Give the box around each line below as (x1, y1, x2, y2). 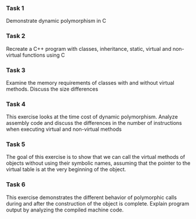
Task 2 (6, 32, 26, 40)
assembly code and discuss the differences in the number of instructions (6, 120, 183, 127)
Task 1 (6, 4, 25, 12)
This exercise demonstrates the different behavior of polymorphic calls (6, 194, 177, 201)
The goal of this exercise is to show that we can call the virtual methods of (6, 154, 185, 161)
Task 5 (6, 140, 25, 148)
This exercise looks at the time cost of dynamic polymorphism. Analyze (6, 113, 178, 120)
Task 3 (6, 66, 26, 74)
